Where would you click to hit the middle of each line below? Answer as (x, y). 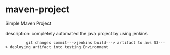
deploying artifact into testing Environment (59, 47)
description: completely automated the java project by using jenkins (77, 33)
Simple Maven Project (28, 23)
